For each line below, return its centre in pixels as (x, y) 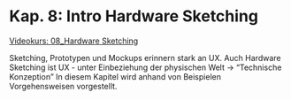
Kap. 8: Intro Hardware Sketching (134, 16)
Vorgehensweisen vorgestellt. (63, 86)
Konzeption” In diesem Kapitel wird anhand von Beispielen (115, 76)
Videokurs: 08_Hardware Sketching (74, 41)
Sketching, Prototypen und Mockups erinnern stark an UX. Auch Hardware (145, 58)
